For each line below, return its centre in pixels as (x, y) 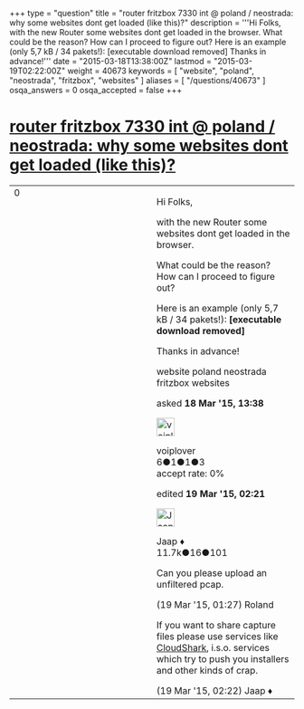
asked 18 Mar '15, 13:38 (210, 403)
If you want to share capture (216, 625)
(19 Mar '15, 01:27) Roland (215, 604)
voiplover (176, 450)
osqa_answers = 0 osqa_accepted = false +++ (96, 90)
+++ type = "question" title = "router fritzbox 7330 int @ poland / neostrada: (152, 13)
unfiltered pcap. (190, 584)
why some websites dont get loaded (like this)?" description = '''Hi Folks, (146, 23)
